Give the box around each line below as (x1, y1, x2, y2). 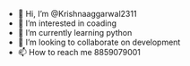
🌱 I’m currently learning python (17, 28, 133, 37)
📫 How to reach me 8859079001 (17, 47, 141, 57)
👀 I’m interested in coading (17, 18, 117, 29)
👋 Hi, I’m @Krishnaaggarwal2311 (17, 9, 137, 19)
